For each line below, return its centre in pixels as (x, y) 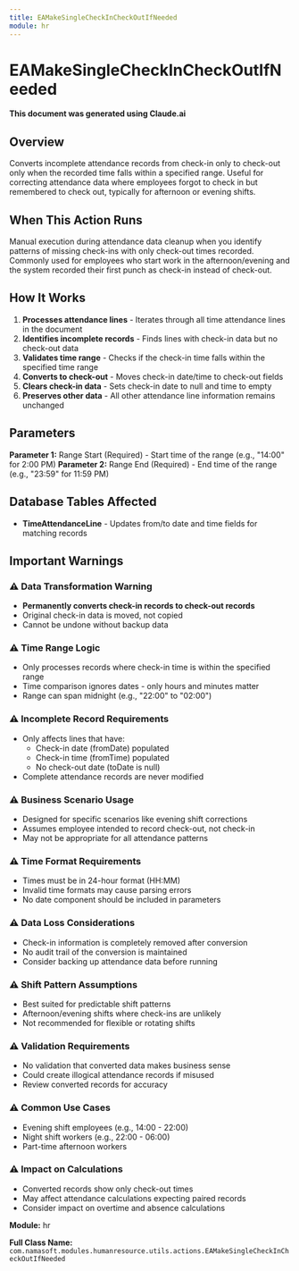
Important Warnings (66, 561)
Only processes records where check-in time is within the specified (146, 668)
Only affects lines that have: (73, 738)
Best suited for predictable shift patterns (96, 1004)
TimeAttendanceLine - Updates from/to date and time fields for (140, 523)
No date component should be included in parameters (121, 900)
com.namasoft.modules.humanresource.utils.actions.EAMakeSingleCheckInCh (149, 1251)
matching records (54, 533)
